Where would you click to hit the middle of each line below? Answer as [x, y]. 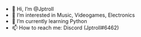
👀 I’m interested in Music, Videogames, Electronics [73, 15]
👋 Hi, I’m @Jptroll [33, 9]
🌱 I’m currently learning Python [49, 21]
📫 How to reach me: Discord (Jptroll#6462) [65, 28]
